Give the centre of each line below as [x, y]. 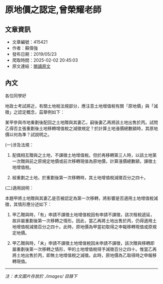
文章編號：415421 [30, 42]
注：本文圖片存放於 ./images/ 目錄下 [41, 276]
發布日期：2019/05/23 [34, 54]
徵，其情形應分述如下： [28, 204]
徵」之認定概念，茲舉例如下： [35, 112]
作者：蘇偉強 [25, 48]
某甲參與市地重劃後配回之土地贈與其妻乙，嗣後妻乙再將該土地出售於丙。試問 [81, 122]
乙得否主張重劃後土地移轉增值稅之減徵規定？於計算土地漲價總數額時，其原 [79, 128]
